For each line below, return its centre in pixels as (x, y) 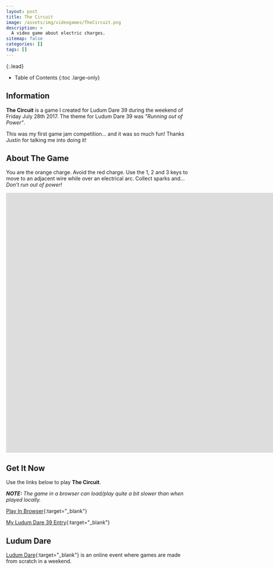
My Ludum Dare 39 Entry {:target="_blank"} (58, 523)
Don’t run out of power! (34, 185)
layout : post (22, 11)
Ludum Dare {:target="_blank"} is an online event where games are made (93, 555)
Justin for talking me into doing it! (46, 140)
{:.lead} (15, 66)
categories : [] (24, 44)
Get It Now (26, 468)
